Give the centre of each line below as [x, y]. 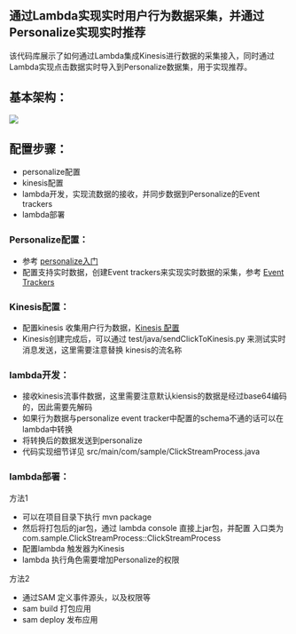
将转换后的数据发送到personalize [82, 440]
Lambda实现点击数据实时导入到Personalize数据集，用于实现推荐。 [131, 67]
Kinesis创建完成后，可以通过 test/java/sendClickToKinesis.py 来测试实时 [154, 339]
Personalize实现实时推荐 [78, 32]
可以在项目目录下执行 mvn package [87, 517]
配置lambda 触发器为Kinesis [73, 548]
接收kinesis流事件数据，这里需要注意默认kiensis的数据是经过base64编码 [154, 396]
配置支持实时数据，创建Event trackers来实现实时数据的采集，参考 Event [153, 272]
